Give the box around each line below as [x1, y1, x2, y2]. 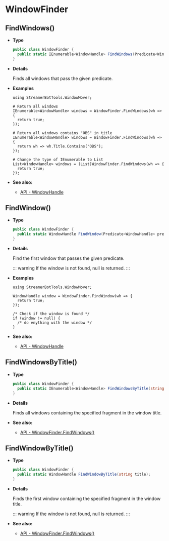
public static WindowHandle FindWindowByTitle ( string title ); [17, 472, 151, 477]
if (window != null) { [12, 316, 61, 321]
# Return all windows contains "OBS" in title [12, 130, 112, 135]
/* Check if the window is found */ [12, 312, 90, 317]
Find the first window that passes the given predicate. [12, 255, 125, 261]
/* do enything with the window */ [17, 320, 92, 325]
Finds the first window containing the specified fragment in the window [12, 495, 161, 501]
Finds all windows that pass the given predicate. [12, 75, 113, 82]
